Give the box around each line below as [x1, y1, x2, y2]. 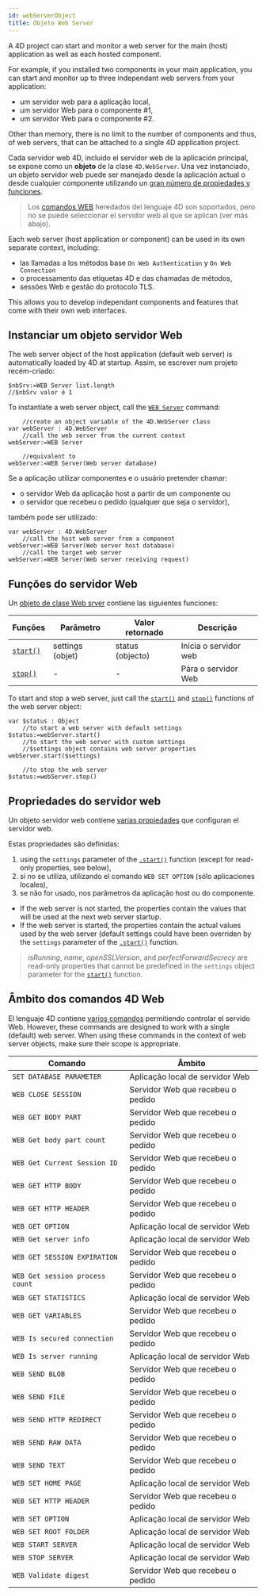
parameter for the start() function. [27, 969, 143, 979]
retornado [125, 627, 164, 639]
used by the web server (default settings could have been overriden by [19, 929, 252, 938]
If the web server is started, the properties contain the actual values [19, 920, 241, 930]
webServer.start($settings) [8, 752, 101, 760]
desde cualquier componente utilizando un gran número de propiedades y [8, 178, 251, 187]
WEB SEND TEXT [12, 1460, 66, 1470]
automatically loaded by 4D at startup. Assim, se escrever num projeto [8, 358, 238, 367]
